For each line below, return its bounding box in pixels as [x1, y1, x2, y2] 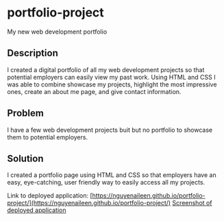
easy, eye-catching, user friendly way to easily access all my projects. [7, 178, 206, 187]
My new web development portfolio [7, 27, 108, 36]
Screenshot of [172, 199, 212, 207]
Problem [7, 108, 45, 119]
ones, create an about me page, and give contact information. [7, 87, 182, 95]
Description [7, 47, 58, 59]
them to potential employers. [7, 132, 88, 141]
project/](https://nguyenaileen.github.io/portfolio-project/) [7, 199, 171, 207]
